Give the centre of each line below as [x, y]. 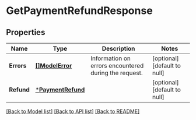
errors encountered [117, 66]
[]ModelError [54, 66]
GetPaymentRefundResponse [79, 11]
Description [118, 49]
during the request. [116, 73]
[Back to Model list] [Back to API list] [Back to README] [73, 111]
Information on [111, 58]
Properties [26, 32]
